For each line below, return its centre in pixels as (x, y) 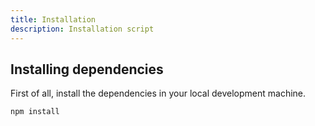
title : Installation (53, 19)
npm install (35, 112)
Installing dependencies (87, 69)
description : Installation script (82, 29)
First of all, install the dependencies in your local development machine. (158, 93)
